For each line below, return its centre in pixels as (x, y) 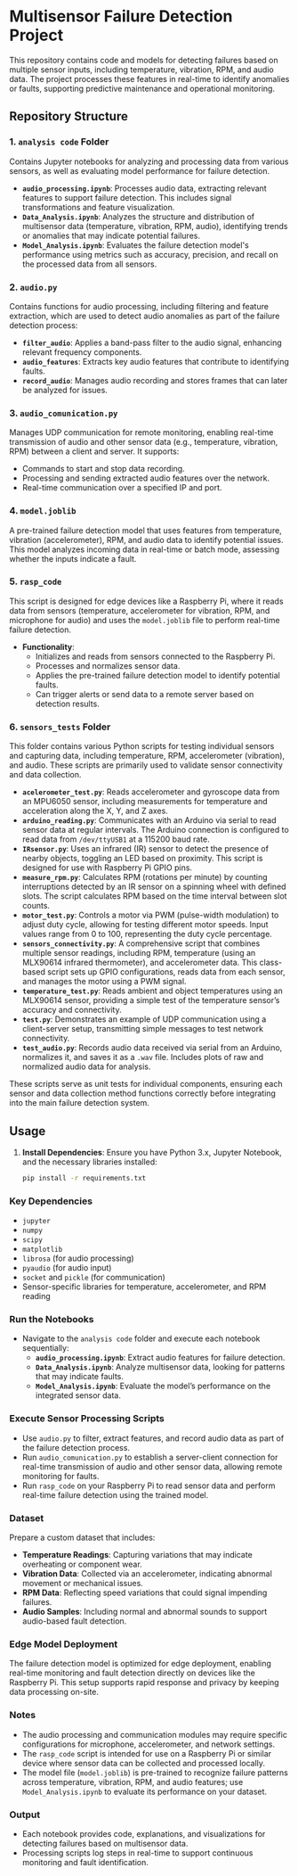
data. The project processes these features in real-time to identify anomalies (149, 78)
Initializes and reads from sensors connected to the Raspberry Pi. (155, 656)
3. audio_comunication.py (64, 413)
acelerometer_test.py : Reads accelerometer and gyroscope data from (151, 792)
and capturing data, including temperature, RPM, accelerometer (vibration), (147, 756)
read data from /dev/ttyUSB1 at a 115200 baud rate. (116, 839)
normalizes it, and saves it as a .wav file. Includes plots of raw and (143, 1057)
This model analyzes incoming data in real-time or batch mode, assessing (145, 549)
